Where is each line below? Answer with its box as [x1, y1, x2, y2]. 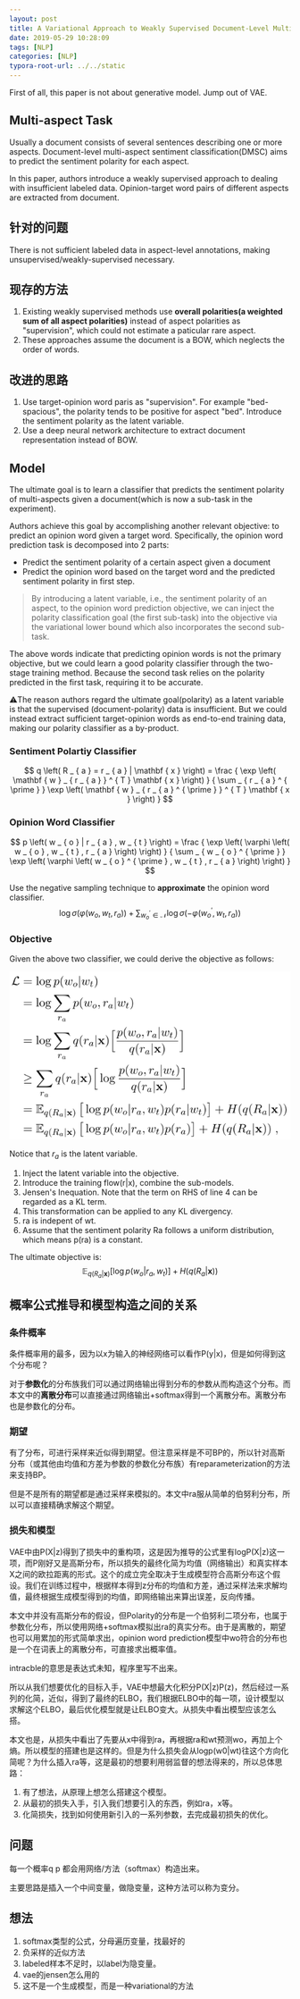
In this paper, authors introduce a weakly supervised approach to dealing [9, 172, 279, 183]
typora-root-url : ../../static [9, 62, 126, 71]
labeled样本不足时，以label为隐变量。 [21, 1958, 162, 1970]
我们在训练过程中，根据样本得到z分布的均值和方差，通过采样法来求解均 [24, 1580, 287, 1591]
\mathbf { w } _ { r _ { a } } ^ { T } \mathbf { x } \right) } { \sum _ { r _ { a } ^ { [12, 775, 287, 785]
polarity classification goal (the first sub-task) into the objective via [30, 612, 279, 623]
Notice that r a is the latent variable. [9, 1148, 138, 1162]
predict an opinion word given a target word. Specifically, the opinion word [9, 530, 284, 541]
